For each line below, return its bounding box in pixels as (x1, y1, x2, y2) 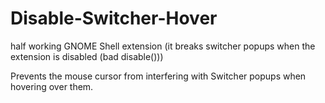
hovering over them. (10, 80, 94, 92)
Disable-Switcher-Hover (10, 7, 218, 30)
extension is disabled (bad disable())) (10, 50, 164, 62)
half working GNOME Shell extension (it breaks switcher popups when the (10, 40, 316, 52)
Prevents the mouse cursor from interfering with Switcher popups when (10, 70, 307, 82)
